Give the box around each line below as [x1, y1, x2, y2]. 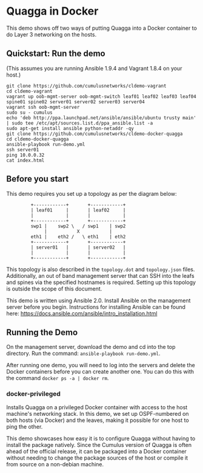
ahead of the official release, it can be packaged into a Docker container [6, 447, 187, 455]
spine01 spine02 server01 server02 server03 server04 [6, 98, 145, 105]
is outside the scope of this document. [6, 285, 102, 292]
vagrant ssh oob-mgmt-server [6, 104, 80, 110]
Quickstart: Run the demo [6, 49, 106, 59]
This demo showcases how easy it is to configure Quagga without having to [6, 435, 196, 442]
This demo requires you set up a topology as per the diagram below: [6, 190, 177, 197]
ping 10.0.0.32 [6, 152, 45, 158]
